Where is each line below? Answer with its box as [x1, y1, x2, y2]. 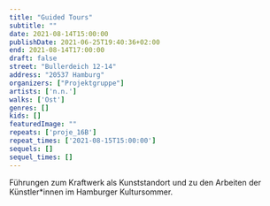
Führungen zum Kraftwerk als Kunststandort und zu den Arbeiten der [9, 177, 261, 187]
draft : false [9, 54, 58, 63]
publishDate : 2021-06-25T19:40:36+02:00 [9, 37, 161, 47]
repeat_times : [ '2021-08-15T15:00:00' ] [9, 136, 157, 145]
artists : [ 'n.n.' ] [9, 87, 77, 95]
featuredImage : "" [9, 120, 77, 129]
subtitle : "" [9, 21, 58, 30]
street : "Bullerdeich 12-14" [9, 63, 117, 72]
